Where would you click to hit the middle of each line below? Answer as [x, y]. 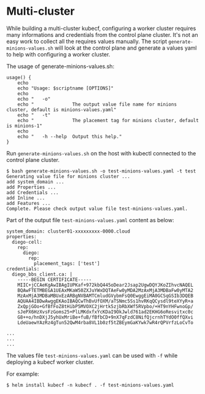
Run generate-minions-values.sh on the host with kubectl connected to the [101, 153]
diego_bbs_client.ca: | [42, 274]
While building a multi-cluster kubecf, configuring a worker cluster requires [101, 28]
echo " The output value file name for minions [97, 104]
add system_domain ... [35, 182]
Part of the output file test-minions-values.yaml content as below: [90, 220]
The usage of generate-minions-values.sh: [60, 66]
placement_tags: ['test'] [67, 263]
